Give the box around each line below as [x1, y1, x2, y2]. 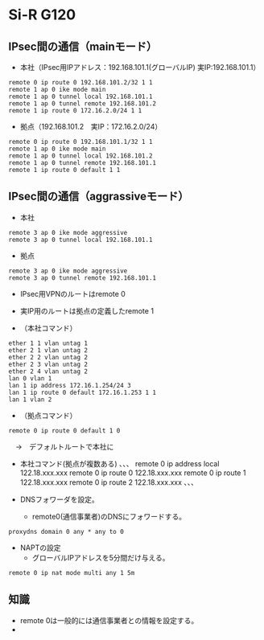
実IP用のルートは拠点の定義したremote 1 [19, 306, 155, 315]
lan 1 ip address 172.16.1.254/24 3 [8, 381, 131, 389]
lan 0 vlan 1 [8, 374, 52, 383]
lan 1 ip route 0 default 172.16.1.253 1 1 [8, 388, 157, 396]
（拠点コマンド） [19, 410, 77, 420]
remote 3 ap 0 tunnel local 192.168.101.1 [8, 236, 153, 244]
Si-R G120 [8, 6, 76, 24]
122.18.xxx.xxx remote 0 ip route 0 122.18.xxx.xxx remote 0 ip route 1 [19, 468, 246, 478]
